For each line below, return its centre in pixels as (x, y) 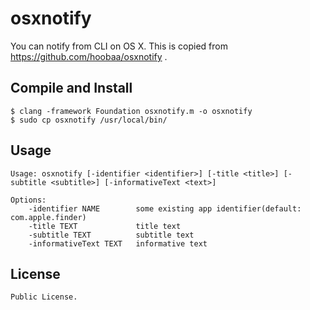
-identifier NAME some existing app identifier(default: (165, 208)
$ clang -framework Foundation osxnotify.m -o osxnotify (131, 111)
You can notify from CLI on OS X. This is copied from (119, 46)
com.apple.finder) (48, 217)
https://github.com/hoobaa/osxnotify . (89, 56)
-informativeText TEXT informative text (118, 243)
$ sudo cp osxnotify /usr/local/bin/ (89, 120)
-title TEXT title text (105, 226)
